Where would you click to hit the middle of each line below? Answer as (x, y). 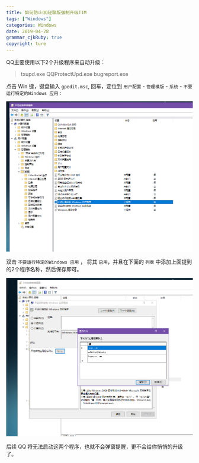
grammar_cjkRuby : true (34, 38)
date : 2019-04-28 (28, 31)
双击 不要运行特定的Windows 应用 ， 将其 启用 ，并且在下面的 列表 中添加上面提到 (99, 262)
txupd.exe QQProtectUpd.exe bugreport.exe (74, 74)
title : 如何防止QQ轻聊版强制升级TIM (46, 12)
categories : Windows (32, 25)
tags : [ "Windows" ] (29, 19)
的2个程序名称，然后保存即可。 (44, 269)
